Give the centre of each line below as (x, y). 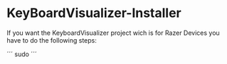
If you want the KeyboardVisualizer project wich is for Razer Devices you (113, 33)
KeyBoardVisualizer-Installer (94, 13)
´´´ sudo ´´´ (22, 54)
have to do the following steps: (52, 40)
